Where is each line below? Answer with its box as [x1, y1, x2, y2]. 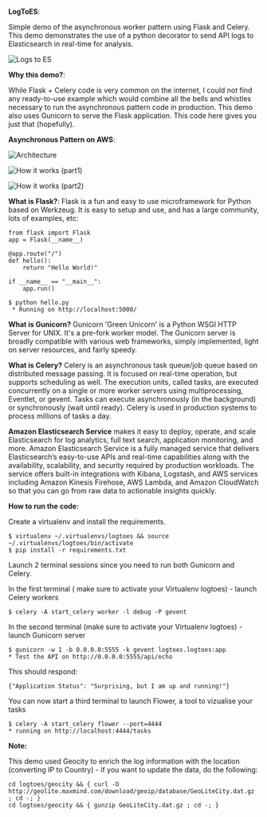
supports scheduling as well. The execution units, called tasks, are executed [8, 378, 259, 387]
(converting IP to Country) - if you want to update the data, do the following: [8, 765, 258, 774]
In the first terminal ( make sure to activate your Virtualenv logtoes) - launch [8, 584, 257, 593]
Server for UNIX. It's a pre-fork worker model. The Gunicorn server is [8, 328, 236, 337]
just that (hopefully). [8, 120, 75, 128]
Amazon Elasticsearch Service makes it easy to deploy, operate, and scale [8, 426, 257, 436]
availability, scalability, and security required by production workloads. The [8, 461, 254, 469]
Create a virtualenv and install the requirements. [8, 517, 166, 526]
